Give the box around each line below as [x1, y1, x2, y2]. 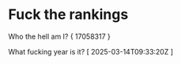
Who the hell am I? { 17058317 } [8, 32, 111, 41]
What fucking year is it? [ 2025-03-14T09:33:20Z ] [8, 47, 174, 56]
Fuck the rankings [8, 6, 129, 24]
